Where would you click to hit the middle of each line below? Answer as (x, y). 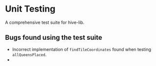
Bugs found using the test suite (54, 38)
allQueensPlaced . (29, 54)
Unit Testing (30, 9)
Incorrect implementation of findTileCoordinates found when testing (82, 49)
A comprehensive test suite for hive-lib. (45, 22)
